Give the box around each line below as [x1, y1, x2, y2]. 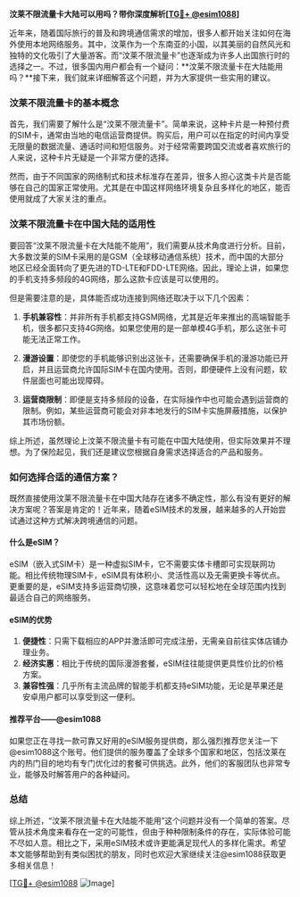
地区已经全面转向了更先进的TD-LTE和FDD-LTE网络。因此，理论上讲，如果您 [9, 262, 289, 273]
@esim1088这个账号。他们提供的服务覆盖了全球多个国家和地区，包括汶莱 [9, 746, 279, 757]
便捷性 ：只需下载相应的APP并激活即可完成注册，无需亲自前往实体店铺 [21, 635, 281, 646]
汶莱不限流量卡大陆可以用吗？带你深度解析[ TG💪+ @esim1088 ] [9, 9, 240, 19]
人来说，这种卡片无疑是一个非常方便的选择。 [9, 152, 174, 163]
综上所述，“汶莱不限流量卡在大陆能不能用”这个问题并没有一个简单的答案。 [9, 815, 283, 826]
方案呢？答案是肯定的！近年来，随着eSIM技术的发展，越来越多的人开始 [16, 503, 279, 514]
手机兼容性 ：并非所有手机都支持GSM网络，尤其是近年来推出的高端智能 [21, 311, 283, 322]
